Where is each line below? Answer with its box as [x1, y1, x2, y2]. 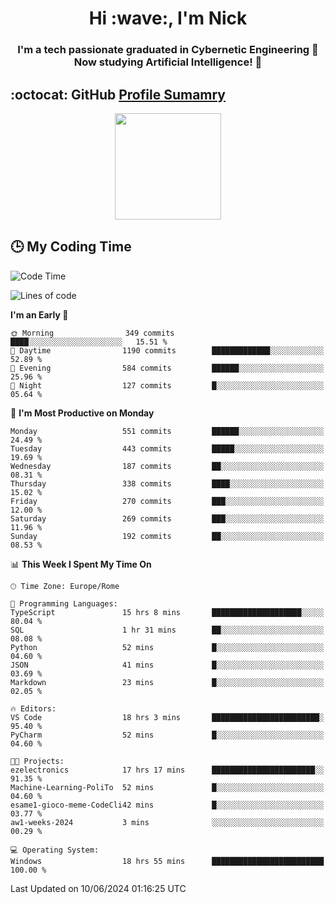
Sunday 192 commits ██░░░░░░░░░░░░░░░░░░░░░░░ [10, 531, 325, 541]
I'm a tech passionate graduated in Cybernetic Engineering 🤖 [17, 43, 319, 57]
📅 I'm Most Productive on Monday [10, 407, 155, 419]
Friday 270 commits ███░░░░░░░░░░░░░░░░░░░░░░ [10, 496, 325, 506]
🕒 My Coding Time [10, 238, 132, 256]
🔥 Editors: [10, 703, 57, 714]
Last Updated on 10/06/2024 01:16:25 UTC [10, 882, 187, 894]
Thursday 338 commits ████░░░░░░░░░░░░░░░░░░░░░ [10, 478, 325, 489]
